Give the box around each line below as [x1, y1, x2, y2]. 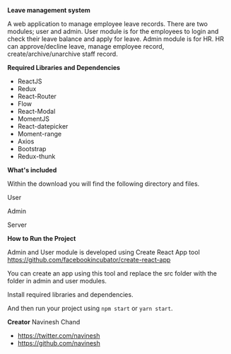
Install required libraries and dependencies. [7, 290, 134, 299]
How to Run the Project [7, 235, 76, 242]
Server [7, 220, 27, 229]
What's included [7, 166, 57, 174]
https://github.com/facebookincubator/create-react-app [7, 256, 171, 264]
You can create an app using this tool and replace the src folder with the [7, 269, 218, 278]
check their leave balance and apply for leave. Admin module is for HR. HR [7, 35, 225, 43]
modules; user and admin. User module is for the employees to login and [7, 28, 219, 35]
